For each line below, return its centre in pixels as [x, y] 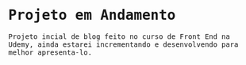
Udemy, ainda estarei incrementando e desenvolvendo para [123, 44]
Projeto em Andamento [92, 15]
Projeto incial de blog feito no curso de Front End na [119, 36]
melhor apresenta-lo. [50, 52]
